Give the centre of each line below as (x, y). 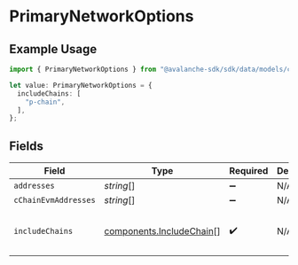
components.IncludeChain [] (162, 231)
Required (249, 171)
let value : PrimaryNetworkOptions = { (81, 85)
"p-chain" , (45, 102)
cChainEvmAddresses (55, 200)
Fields (27, 146)
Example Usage (53, 49)
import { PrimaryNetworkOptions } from (83, 69)
